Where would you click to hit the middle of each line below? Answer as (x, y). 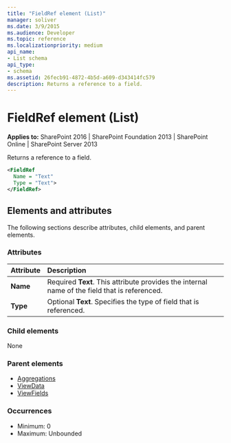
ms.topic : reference (37, 39)
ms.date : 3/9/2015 (33, 26)
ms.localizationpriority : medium (55, 45)
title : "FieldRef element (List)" (57, 13)
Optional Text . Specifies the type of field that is (123, 301)
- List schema (27, 58)
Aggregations (36, 378)
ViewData (31, 386)
